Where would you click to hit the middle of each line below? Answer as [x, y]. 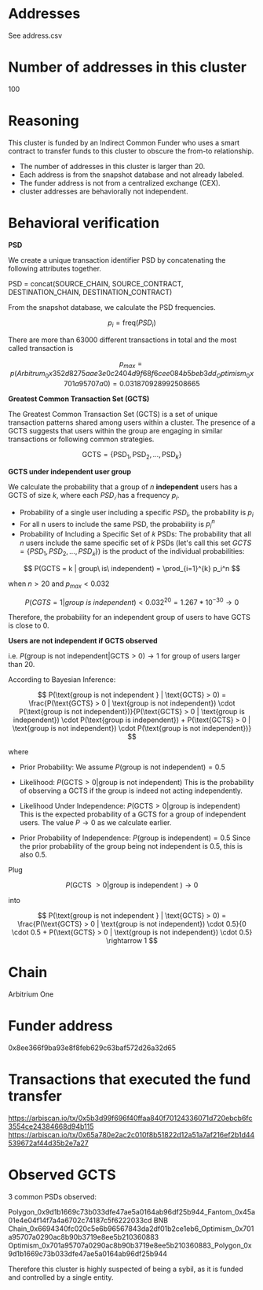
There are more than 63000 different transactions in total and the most [122, 340]
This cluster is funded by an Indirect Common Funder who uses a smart [124, 142]
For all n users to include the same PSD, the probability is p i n [117, 524]
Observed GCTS [62, 1175]
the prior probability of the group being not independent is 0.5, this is [131, 846]
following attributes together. [55, 268]
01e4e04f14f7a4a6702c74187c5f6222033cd [80, 1220]
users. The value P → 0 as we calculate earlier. [95, 823]
